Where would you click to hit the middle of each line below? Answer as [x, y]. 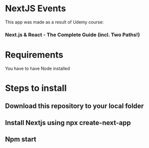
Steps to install [36, 88]
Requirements [34, 55]
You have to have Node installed [37, 68]
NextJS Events [35, 9]
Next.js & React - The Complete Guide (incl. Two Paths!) [73, 35]
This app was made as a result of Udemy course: [54, 22]
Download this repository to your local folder [74, 106]
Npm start [21, 139]
